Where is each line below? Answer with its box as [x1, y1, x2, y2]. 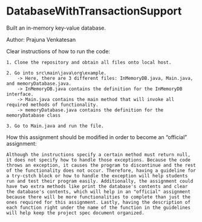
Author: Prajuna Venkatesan [6, 36, 76, 43]
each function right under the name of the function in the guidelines [6, 204, 191, 211]
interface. [6, 91, 34, 97]
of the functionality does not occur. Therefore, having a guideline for [6, 168, 197, 174]
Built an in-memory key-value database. [6, 24, 106, 31]
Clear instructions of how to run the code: [6, 47, 111, 55]
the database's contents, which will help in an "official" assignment [6, 189, 191, 195]
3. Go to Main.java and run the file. [6, 123, 104, 129]
